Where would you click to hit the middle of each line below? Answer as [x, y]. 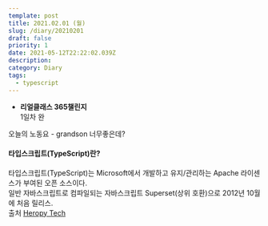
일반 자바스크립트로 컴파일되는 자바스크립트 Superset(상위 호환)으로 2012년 [127, 192]
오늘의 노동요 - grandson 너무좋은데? [67, 134]
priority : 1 [28, 46]
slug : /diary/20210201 [46, 30]
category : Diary [35, 68]
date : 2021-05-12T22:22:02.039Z [62, 53]
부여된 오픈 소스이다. [55, 183]
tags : [17, 75]
